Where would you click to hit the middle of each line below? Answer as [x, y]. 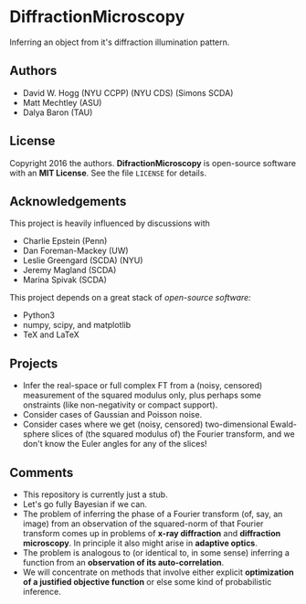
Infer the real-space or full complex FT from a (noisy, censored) [142, 386]
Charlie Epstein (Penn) [65, 241]
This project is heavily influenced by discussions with [110, 223]
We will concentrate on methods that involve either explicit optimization [158, 572]
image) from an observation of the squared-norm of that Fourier [143, 524]
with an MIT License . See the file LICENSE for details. [108, 173]
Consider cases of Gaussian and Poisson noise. [112, 415]
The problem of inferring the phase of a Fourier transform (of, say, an [153, 514]
